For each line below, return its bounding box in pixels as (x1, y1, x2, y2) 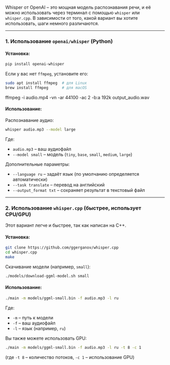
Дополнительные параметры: (5, 161, 70, 167)
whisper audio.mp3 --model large (5, 127, 76, 132)
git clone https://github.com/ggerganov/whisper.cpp (5, 245, 119, 250)
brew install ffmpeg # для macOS (5, 85, 87, 90)
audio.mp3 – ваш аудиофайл (12, 146, 72, 152)
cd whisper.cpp (5, 250, 37, 255)
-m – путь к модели (12, 314, 54, 320)
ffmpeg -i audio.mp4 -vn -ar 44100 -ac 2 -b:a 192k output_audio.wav (5, 94, 150, 100)
